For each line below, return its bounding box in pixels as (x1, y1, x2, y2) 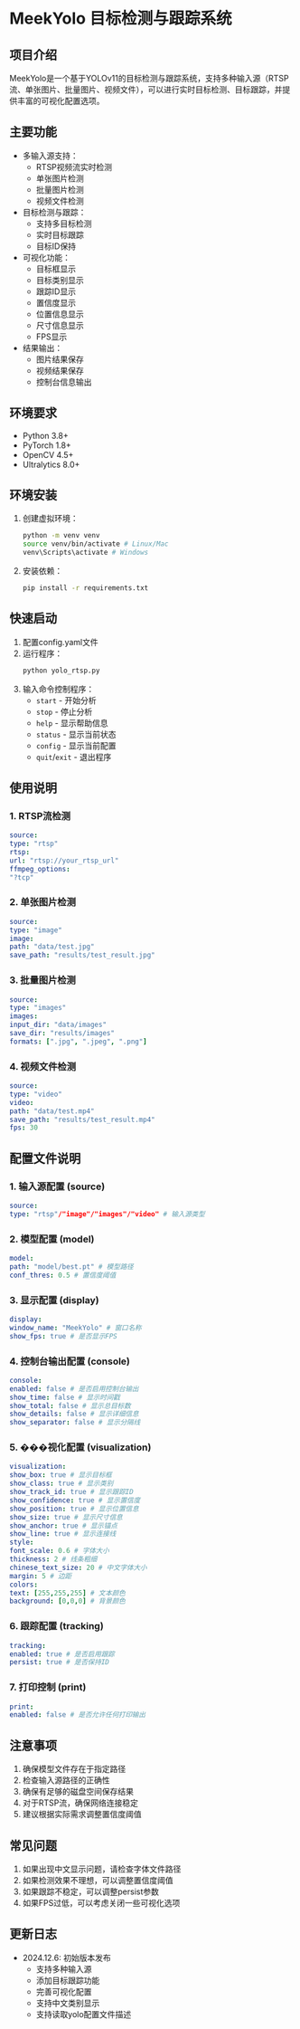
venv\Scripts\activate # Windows (22, 548, 149, 557)
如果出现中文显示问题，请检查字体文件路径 (22, 1863, 182, 1874)
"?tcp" (9, 872, 34, 882)
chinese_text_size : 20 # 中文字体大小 (9, 1563, 147, 1572)
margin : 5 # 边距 (9, 1571, 72, 1580)
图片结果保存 (35, 354, 84, 365)
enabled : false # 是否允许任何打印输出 (9, 1710, 146, 1719)
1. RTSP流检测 (9, 809, 70, 822)
